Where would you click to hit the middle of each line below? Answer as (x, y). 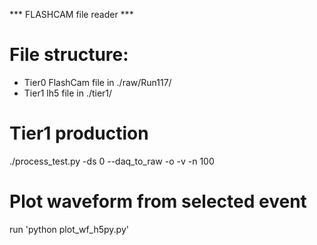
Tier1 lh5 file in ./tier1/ (68, 93)
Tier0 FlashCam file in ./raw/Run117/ (97, 82)
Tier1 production (79, 133)
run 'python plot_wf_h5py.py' (69, 229)
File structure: (69, 55)
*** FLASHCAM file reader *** (71, 14)
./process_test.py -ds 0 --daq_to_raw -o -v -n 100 (112, 161)
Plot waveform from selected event (158, 201)
